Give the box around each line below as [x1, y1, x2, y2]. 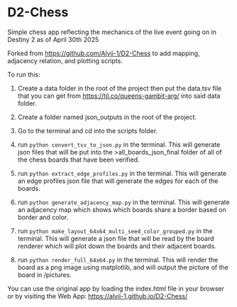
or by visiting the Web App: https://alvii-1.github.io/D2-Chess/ [7, 291, 188, 300]
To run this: [7, 70, 40, 79]
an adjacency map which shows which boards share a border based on [17, 205, 227, 213]
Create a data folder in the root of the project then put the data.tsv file [17, 84, 222, 92]
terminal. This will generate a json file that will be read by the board [17, 234, 214, 242]
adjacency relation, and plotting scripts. [7, 56, 123, 65]
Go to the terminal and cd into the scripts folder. [17, 126, 158, 135]
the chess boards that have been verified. [17, 155, 140, 164]
